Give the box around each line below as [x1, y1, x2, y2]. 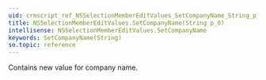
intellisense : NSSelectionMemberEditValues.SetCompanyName [8, 26, 207, 34]
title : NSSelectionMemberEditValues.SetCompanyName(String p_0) [8, 19, 225, 27]
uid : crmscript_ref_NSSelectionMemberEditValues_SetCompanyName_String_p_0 [8, 11, 264, 20]
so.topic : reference [8, 41, 77, 49]
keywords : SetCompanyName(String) [8, 33, 123, 42]
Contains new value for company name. [8, 63, 139, 72]
